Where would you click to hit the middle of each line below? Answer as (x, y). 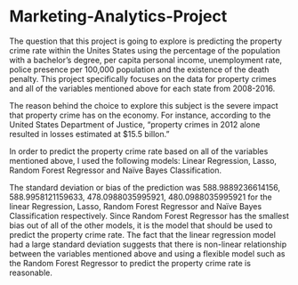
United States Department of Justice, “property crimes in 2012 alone (135, 124)
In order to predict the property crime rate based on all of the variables (139, 151)
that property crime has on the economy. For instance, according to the (140, 115)
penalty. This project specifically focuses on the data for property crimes (143, 78)
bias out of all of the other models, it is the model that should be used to (141, 225)
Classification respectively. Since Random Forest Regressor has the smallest (149, 216)
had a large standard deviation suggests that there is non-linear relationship (148, 244)
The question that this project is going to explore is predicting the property (146, 41)
